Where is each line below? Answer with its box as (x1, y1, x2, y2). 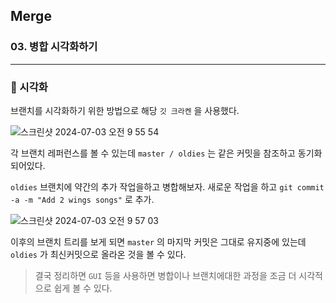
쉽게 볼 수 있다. (53, 282, 113, 294)
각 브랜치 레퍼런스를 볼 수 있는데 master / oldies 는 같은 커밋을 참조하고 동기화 (10, 147, 323, 159)
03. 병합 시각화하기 (10, 40, 98, 54)
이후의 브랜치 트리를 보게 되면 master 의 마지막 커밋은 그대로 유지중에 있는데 (10, 235, 307, 248)
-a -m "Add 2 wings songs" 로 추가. (10, 193, 155, 205)
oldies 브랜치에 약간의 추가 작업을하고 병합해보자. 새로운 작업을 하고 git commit (10, 180, 325, 193)
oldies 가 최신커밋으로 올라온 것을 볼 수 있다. (10, 248, 187, 260)
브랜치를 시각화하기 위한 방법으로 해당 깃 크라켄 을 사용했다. (10, 104, 240, 116)
